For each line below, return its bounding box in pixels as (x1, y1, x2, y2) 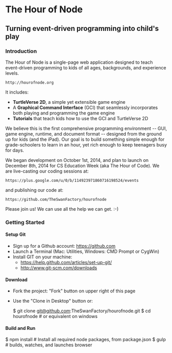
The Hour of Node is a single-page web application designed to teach (5, 59, 153, 65)
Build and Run (5, 325, 36, 331)
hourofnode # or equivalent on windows (12, 313, 98, 320)
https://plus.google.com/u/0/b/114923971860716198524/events (5, 178, 139, 183)
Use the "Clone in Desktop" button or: (12, 298, 93, 304)
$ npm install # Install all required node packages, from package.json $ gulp (5, 337, 166, 343)
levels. (5, 70, 19, 76)
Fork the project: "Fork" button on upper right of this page (12, 288, 136, 294)
